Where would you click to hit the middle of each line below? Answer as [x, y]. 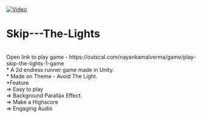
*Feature [18, 82]
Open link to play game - [37, 57]
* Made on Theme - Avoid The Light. [52, 76]
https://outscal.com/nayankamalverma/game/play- [132, 57]
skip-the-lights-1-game [35, 63]
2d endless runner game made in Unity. [65, 70]
